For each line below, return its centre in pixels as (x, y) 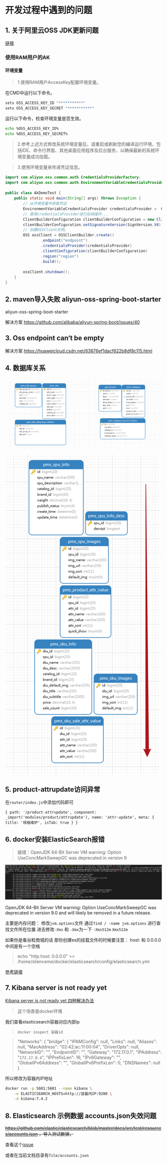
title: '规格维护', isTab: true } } (42, 823)
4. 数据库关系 (25, 368)
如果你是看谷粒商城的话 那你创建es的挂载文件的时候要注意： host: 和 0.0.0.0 (83, 940)
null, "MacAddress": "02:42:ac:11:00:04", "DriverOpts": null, (79, 1047)
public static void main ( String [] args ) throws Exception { (78, 198)
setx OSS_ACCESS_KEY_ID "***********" (45, 103)
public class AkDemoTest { (33, 193)
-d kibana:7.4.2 (31, 1099)
